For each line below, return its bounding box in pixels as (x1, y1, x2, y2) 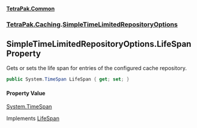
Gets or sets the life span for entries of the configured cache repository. (6, 65, 187, 72)
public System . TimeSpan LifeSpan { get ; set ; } (6, 76, 130, 82)
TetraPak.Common (6, 5, 55, 12)
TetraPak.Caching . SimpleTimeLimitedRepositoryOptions (6, 20, 178, 29)
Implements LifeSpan (6, 115, 60, 122)
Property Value (6, 89, 46, 97)
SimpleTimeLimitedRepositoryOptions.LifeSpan (6, 38, 192, 49)
